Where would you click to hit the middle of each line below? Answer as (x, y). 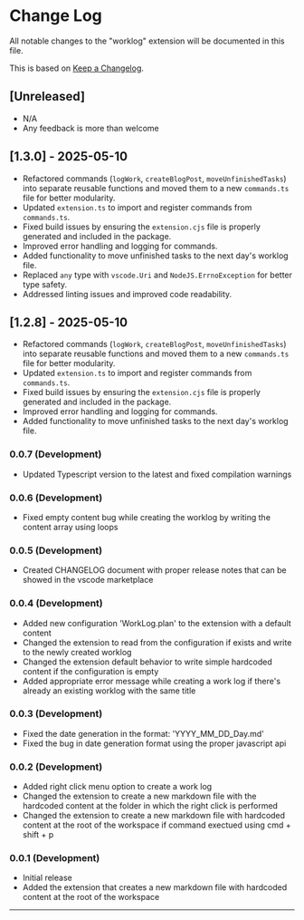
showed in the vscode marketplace (88, 580)
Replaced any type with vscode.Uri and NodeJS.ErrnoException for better (157, 275)
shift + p (38, 835)
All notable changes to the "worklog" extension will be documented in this (147, 41)
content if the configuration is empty (90, 671)
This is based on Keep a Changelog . (77, 68)
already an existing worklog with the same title (109, 691)
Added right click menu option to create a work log (117, 787)
